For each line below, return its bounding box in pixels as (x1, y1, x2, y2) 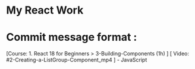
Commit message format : (6, 31, 137, 44)
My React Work (6, 4, 84, 17)
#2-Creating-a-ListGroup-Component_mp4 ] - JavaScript (6, 57, 147, 64)
